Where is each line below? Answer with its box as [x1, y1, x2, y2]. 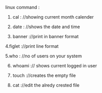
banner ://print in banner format [12, 34, 79, 39]
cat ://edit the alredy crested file [12, 82, 80, 88]
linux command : [5, 5, 40, 10]
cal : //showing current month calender [12, 14, 94, 20]
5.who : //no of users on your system [5, 53, 82, 59]
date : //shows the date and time [12, 24, 80, 30]
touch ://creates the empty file [12, 72, 76, 78]
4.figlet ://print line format [5, 43, 59, 49]
